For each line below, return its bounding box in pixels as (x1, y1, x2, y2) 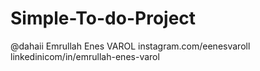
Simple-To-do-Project (10, 7, 197, 30)
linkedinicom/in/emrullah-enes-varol (10, 50, 160, 62)
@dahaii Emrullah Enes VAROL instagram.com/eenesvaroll (10, 40, 251, 52)
